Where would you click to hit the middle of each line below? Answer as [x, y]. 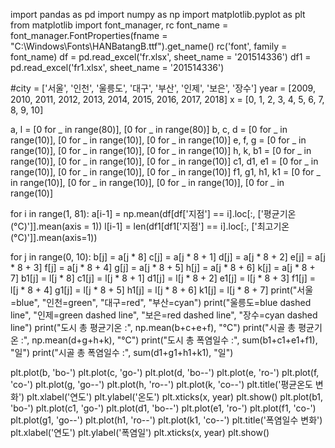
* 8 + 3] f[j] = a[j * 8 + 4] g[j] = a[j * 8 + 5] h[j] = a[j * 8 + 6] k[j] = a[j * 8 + [163, 267]
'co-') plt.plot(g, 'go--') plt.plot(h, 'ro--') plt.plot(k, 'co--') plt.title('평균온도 [161, 384]
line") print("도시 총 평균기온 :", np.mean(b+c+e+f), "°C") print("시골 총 [153, 327]
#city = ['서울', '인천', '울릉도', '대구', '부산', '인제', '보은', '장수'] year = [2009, [163, 88]
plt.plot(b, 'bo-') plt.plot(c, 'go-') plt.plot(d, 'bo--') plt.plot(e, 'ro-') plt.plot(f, [165, 372]
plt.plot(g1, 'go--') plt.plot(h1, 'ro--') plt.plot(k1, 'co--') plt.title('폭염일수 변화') [166, 420]
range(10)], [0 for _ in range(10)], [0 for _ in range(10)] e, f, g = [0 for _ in [158, 140]
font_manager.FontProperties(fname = [89, 35]
